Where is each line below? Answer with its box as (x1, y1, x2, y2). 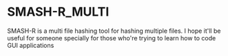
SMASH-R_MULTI (7, 4, 110, 20)
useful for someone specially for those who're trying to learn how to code (7, 33, 216, 42)
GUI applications (7, 41, 54, 49)
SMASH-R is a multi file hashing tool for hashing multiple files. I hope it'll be (7, 27, 221, 35)
